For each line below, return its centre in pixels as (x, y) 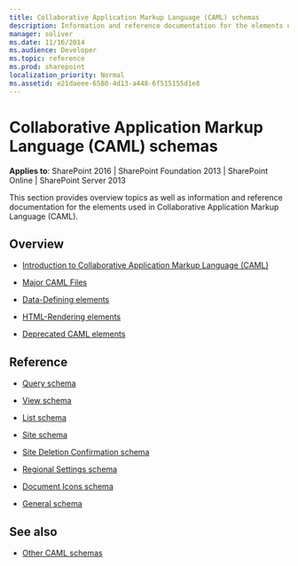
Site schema (45, 435)
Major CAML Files (55, 283)
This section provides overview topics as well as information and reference (146, 197)
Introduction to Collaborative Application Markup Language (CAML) (145, 265)
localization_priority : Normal (67, 75)
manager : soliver (41, 34)
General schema (52, 504)
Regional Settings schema (70, 469)
